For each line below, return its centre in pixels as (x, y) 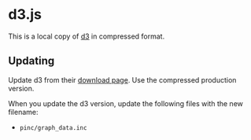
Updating (31, 61)
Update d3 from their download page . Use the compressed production (122, 79)
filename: (23, 112)
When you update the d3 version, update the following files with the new (126, 103)
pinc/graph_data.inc (53, 127)
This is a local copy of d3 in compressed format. (87, 36)
